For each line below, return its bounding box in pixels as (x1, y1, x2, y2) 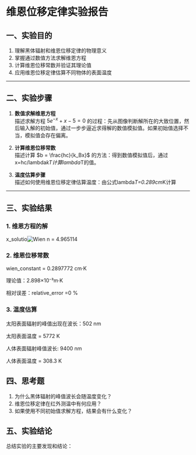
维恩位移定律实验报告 (6, 5, 109, 19)
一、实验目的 (6, 30, 52, 40)
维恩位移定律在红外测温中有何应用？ (14, 400, 102, 407)
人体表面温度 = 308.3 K (6, 357, 62, 364)
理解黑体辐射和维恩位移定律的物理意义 (14, 47, 107, 54)
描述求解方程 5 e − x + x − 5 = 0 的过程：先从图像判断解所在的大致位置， (14, 116, 185, 125)
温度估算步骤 (14, 171, 45, 178)
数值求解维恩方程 (14, 109, 56, 117)
